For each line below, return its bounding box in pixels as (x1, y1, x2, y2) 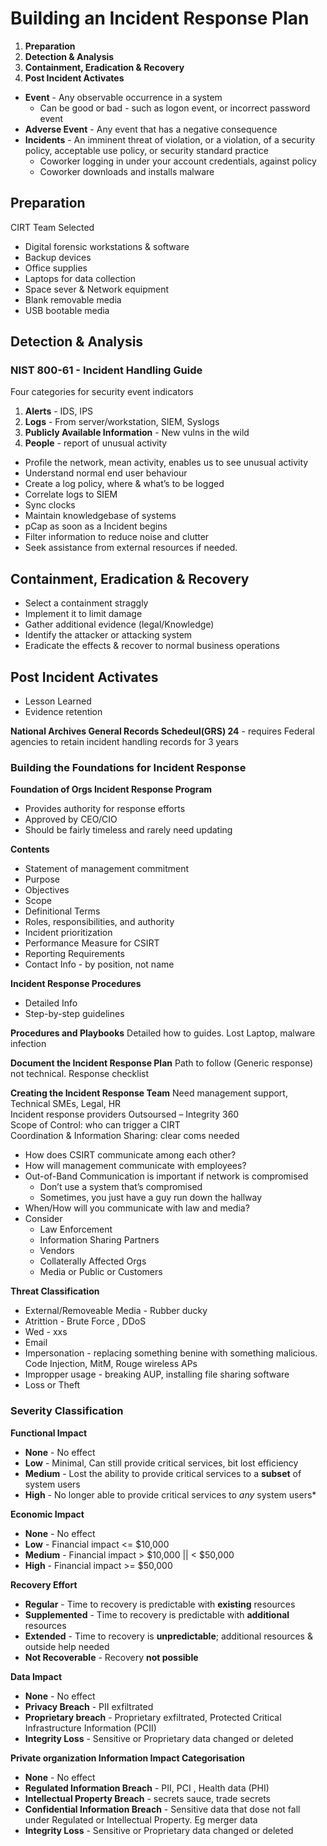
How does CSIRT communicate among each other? (24, 1149, 237, 1161)
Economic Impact (10, 1508, 85, 1520)
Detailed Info (24, 997, 78, 1009)
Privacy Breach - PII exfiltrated (24, 1700, 154, 1712)
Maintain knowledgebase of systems (24, 510, 177, 522)
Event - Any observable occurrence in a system (24, 91, 223, 103)
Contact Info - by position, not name (24, 958, 175, 971)
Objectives (24, 884, 70, 896)
